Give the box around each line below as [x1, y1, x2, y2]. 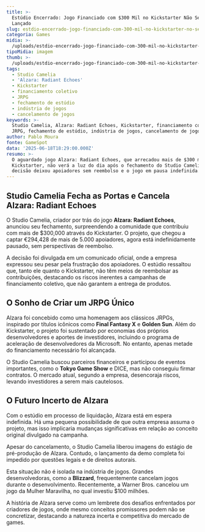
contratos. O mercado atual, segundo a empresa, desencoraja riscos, [6, 371, 181, 379]
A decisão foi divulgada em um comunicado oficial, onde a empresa [6, 254, 177, 261]
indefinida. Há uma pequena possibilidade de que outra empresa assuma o [6, 418, 195, 425]
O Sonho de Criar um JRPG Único [6, 297, 135, 308]
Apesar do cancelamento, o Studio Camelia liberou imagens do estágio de [6, 443, 193, 450]
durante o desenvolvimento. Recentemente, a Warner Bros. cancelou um [6, 481, 189, 488]
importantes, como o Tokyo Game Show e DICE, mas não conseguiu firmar [6, 365, 196, 372]
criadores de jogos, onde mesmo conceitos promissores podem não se [6, 505, 185, 513]
